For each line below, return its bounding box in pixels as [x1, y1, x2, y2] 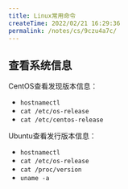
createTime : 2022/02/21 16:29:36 [8, 19, 121, 27]
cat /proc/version [19, 166, 82, 174]
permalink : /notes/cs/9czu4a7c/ [8, 27, 117, 35]
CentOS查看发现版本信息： [8, 81, 98, 91]
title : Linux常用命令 [8, 11, 76, 20]
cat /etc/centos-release [19, 116, 104, 125]
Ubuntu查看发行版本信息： [8, 131, 97, 141]
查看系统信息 [8, 58, 72, 72]
